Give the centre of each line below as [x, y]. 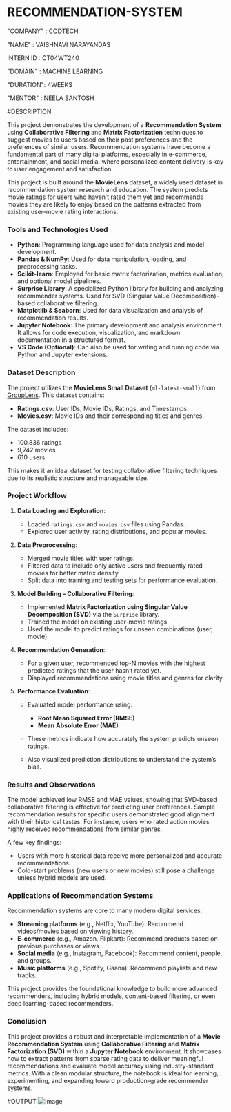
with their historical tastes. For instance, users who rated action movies [108, 822]
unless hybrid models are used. [62, 878]
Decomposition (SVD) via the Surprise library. [93, 614]
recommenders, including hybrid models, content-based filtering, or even [111, 996]
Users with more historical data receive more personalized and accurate [120, 856]
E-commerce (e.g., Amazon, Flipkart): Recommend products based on [118, 939]
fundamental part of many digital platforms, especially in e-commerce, [107, 154]
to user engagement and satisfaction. [60, 169]
